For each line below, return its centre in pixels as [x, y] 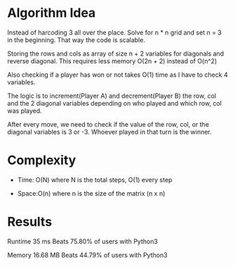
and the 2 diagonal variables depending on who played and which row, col [115, 103]
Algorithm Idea [52, 13]
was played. [25, 110]
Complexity [42, 160]
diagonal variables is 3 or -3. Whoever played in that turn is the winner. [109, 132]
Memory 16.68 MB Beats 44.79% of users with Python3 [87, 255]
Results [30, 222]
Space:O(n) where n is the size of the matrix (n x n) [91, 193]
